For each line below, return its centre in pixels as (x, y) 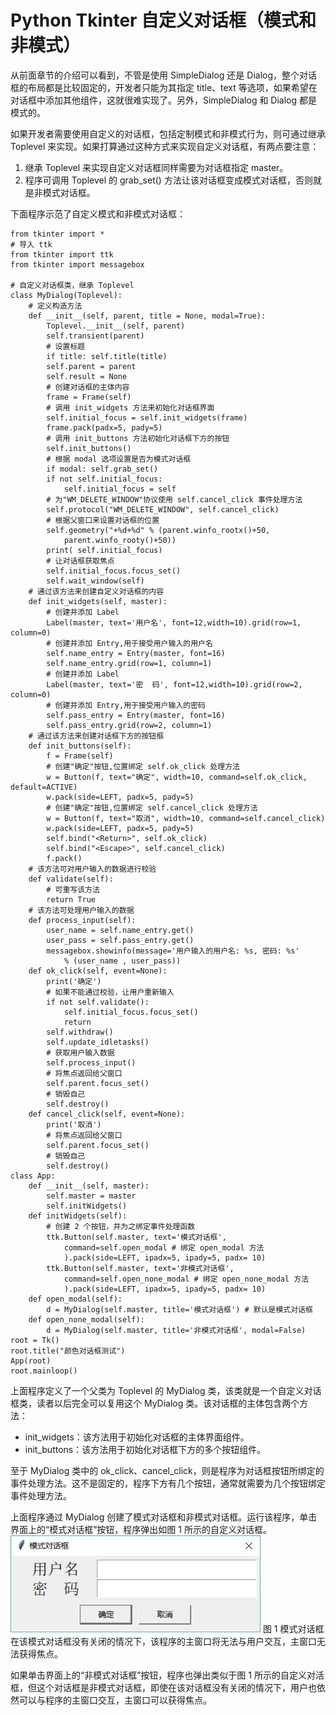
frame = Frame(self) (89, 397)
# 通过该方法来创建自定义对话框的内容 (96, 591)
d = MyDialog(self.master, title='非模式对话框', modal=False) (176, 1330)
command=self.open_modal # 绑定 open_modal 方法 (164, 1247)
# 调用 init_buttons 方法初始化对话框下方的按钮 (138, 438)
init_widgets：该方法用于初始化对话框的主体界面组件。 (137, 1437)
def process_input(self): (82, 920)
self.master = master (91, 1196)
